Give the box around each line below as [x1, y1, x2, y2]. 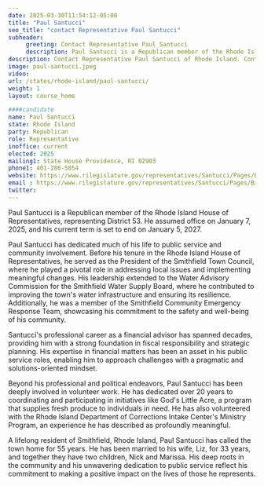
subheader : [8, 33, 44, 42]
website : [8, 172, 37, 180]
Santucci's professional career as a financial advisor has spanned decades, [8, 330, 253, 339]
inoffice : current [8, 142, 68, 150]
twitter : [8, 186, 37, 194]
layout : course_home [8, 92, 76, 100]
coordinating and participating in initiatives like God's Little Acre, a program [8, 395, 252, 404]
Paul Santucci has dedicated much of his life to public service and [8, 239, 222, 249]
